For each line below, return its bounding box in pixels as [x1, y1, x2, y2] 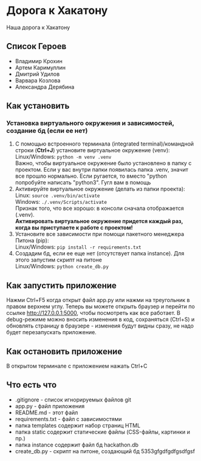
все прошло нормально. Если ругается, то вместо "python [15, 172, 167, 180]
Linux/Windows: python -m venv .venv [15, 153, 112, 161]
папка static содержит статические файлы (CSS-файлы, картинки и [15, 428, 190, 436]
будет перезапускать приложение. [6, 329, 97, 336]
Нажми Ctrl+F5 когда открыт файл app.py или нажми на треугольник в [6, 297, 190, 304]
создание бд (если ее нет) [6, 127, 88, 135]
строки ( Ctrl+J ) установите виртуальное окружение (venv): [15, 147, 170, 154]
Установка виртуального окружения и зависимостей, [6, 119, 174, 127]
